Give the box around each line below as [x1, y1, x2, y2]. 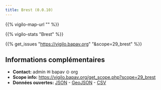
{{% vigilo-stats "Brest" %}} [5, 31, 64, 37]
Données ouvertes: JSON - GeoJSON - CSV [12, 79, 106, 86]
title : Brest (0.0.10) [5, 7, 53, 13]
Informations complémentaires [5, 56, 105, 64]
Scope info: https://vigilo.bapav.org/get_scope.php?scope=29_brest [12, 74, 156, 80]
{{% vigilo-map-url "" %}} [5, 21, 59, 27]
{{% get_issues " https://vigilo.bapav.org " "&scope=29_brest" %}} [5, 41, 142, 47]
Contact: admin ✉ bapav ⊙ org [12, 69, 78, 75]
